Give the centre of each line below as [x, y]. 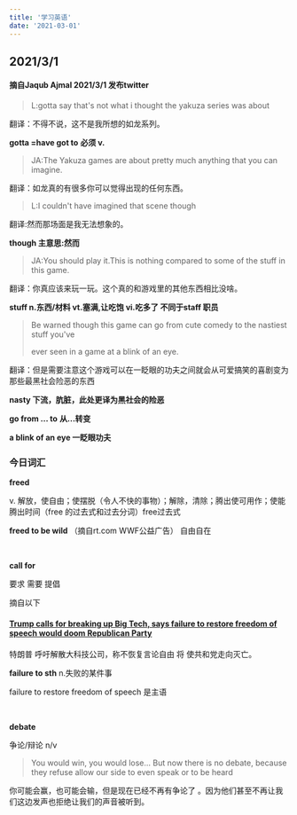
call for [22, 566]
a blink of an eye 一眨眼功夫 [60, 438]
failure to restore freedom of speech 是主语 [88, 692]
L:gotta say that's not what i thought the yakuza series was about [150, 106]
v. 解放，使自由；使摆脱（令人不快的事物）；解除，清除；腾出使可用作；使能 [148, 501]
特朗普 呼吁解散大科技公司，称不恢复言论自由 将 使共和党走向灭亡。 [133, 654]
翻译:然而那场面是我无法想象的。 [69, 224]
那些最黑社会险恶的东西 [52, 381]
